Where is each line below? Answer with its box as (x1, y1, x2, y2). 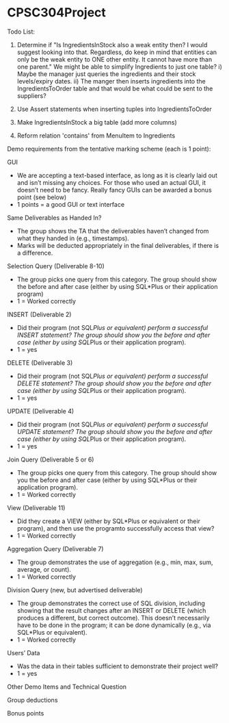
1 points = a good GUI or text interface (16, 200, 125, 208)
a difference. (16, 249, 53, 257)
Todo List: (7, 27, 36, 36)
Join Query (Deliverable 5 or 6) (7, 455, 94, 464)
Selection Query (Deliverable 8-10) (7, 262, 105, 270)
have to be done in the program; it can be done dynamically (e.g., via (16, 621, 211, 629)
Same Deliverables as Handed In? (7, 214, 102, 222)
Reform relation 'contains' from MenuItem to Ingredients (16, 131, 176, 140)
